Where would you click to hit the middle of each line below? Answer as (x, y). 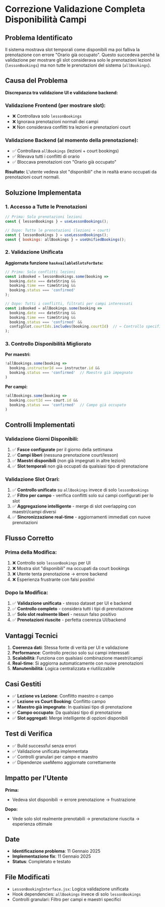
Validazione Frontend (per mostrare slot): (55, 105)
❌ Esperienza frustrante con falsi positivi (53, 579)
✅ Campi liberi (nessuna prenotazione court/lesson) (65, 455)
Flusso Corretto (29, 538)
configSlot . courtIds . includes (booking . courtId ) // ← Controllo (77, 327)
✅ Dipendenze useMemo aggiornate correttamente (64, 762)
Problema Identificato (39, 38)
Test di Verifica (29, 734)
